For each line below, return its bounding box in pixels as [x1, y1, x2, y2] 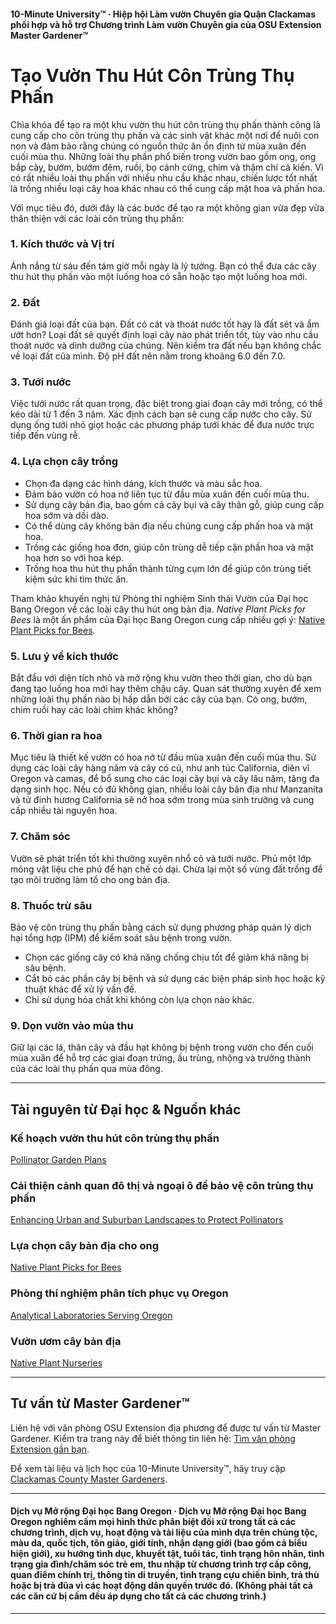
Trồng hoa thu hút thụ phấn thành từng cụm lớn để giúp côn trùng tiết [24, 562, 312, 574]
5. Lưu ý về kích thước [10, 649, 119, 663]
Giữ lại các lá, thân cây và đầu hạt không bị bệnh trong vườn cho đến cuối [10, 1041, 314, 1054]
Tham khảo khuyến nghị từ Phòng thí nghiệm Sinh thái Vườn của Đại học [10, 592, 309, 604]
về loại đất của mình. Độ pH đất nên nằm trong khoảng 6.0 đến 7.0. [10, 350, 286, 362]
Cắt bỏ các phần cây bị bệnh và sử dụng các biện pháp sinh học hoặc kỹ [24, 972, 326, 984]
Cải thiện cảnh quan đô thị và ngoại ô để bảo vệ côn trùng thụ [10, 1178, 314, 1192]
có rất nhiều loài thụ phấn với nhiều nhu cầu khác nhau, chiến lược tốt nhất [10, 171, 318, 184]
